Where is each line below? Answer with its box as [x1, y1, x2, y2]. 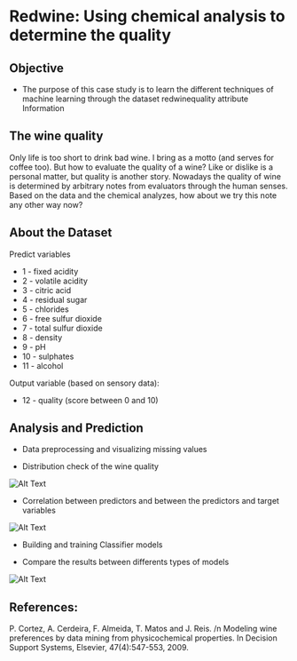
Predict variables [9, 249, 71, 259]
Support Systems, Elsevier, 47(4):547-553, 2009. [9, 642, 189, 653]
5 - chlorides [21, 304, 69, 315]
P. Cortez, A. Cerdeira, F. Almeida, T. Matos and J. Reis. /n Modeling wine [9, 624, 277, 634]
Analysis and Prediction [9, 420, 144, 436]
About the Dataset [9, 225, 113, 241]
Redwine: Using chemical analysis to [9, 6, 285, 27]
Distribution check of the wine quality [21, 461, 160, 472]
